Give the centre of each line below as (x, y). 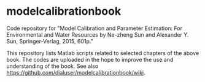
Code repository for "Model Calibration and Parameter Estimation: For (95, 28)
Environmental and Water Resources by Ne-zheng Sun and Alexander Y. (98, 34)
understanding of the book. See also (52, 66)
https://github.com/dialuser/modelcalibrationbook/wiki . (76, 72)
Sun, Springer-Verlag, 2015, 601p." (50, 41)
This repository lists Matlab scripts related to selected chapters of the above (103, 53)
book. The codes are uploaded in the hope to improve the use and (90, 59)
